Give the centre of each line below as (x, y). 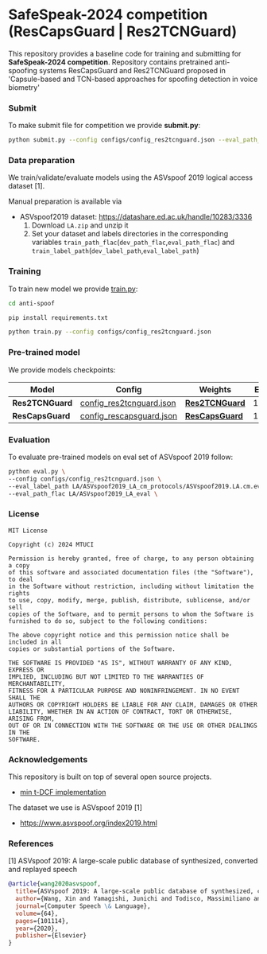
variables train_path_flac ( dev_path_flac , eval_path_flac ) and (133, 242)
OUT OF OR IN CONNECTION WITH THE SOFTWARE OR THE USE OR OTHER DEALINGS (133, 726)
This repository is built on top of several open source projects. (110, 777)
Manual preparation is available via (65, 201)
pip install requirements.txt (58, 317)
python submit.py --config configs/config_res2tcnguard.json (112, 140)
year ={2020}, (37, 929)
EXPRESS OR (26, 670)
